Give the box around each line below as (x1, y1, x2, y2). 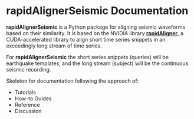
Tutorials (14, 89, 37, 96)
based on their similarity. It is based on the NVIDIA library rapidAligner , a (6, 29, 184, 36)
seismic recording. (6, 66, 51, 73)
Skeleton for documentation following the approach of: (6, 77, 139, 84)
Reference (14, 101, 40, 108)
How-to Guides (14, 95, 52, 102)
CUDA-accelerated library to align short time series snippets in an (6, 36, 166, 43)
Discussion (14, 107, 42, 114)
